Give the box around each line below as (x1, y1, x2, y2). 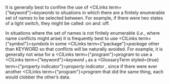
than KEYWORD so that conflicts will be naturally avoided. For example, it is (5, 46, 163, 52)
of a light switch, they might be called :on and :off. (5, 20, 110, 26)
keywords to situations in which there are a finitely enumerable (33, 10, 165, 16)
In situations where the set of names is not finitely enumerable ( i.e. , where (5, 30, 160, 36)
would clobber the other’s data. (5, 74, 71, 80)
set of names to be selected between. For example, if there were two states (5, 15, 163, 21)
